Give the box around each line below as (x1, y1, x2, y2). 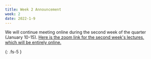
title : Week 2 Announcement (5, 7, 62, 12)
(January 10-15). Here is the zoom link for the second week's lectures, (5, 34, 145, 40)
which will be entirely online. (5, 40, 62, 45)
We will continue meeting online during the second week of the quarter (5, 29, 146, 35)
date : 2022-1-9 (5, 16, 36, 21)
